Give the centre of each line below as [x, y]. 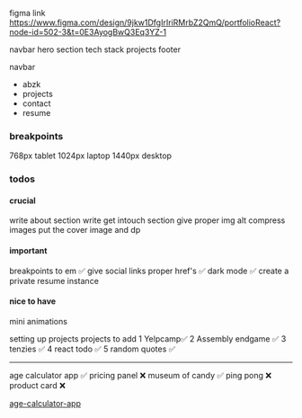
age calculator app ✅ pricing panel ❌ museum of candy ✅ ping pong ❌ [141, 375]
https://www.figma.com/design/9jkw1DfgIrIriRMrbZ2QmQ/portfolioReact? [145, 22]
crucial [22, 200]
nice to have [33, 301]
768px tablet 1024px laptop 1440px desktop [91, 156]
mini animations [38, 321]
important [28, 251]
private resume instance [54, 280]
